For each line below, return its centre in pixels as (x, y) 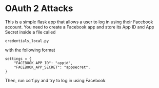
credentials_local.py (27, 41)
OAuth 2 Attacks (39, 8)
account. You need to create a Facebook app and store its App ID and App (80, 27)
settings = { (18, 59)
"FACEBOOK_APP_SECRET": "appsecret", (52, 67)
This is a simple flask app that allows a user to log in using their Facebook (79, 22)
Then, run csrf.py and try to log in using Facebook (55, 80)
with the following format (30, 50)
